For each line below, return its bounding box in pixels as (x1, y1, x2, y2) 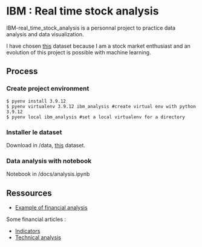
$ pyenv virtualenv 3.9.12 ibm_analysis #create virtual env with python (6, 103, 197, 109)
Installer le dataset (6, 128, 62, 136)
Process (6, 66, 38, 77)
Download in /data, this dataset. (6, 141, 86, 149)
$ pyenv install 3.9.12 (6, 98, 67, 104)
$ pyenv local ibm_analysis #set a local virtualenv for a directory (6, 114, 186, 120)
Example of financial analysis (15, 204, 88, 211)
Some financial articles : (6, 216, 67, 223)
